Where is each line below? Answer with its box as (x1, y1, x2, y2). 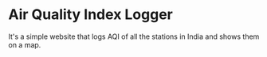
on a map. (8, 40, 41, 49)
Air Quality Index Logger (8, 6, 173, 24)
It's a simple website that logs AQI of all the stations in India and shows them (8, 32, 260, 41)
